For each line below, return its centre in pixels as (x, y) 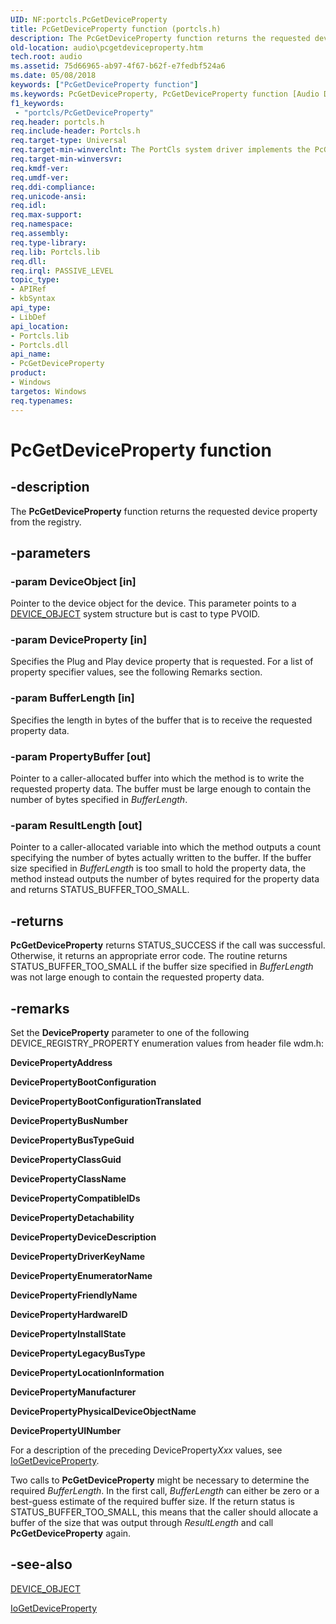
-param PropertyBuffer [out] (81, 756)
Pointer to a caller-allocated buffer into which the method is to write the (157, 778)
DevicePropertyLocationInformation (87, 1372)
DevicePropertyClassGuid (66, 1159)
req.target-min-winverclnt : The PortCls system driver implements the (160, 150)
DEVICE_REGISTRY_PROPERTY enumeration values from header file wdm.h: (167, 1043)
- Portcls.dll (40, 345)
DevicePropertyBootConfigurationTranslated (106, 1101)
